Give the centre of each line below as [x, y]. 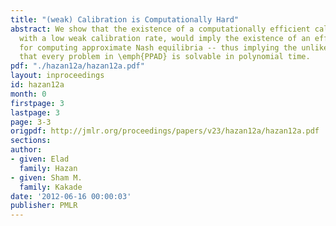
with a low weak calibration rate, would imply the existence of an [165, 38]
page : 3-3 [31, 122]
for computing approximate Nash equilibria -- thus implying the [158, 47]
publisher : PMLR [44, 206]
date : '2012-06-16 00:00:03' [71, 196]
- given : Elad [40, 159]
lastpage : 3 [35, 112]
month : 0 [28, 94]
